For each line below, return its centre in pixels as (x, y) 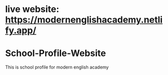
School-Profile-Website (56, 53)
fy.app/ (21, 30)
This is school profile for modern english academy (57, 67)
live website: (32, 9)
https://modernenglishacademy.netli (84, 20)
